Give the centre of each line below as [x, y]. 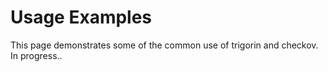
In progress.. [36, 55]
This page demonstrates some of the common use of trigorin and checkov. [164, 45]
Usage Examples [81, 17]
